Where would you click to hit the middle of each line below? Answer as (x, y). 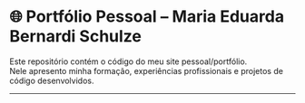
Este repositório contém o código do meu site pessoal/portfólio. (128, 61)
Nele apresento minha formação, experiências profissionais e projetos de (147, 70)
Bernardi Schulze (76, 37)
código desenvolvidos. (52, 80)
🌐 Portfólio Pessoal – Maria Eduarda (147, 17)
